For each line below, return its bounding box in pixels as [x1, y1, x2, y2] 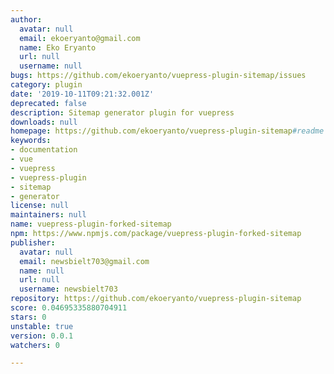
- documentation [10, 145, 78, 155]
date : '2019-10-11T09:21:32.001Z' [10, 89, 155, 99]
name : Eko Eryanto [19, 42, 97, 53]
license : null [10, 201, 70, 211]
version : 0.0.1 [10, 331, 74, 341]
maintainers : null [10, 210, 87, 220]
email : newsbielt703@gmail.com [19, 256, 150, 266]
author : [10, 14, 43, 25]
